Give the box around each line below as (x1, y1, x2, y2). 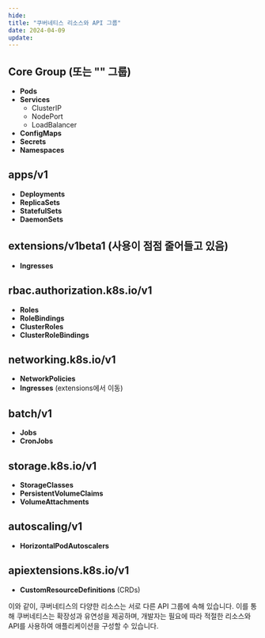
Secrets (19, 137, 47, 146)
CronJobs (19, 436, 54, 446)
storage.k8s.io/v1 (8, 459, 97, 473)
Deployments (19, 189, 66, 199)
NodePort (31, 112, 63, 121)
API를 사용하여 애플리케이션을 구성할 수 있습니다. (8, 621, 159, 630)
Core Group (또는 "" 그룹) (8, 65, 132, 78)
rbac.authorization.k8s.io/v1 (8, 284, 153, 298)
